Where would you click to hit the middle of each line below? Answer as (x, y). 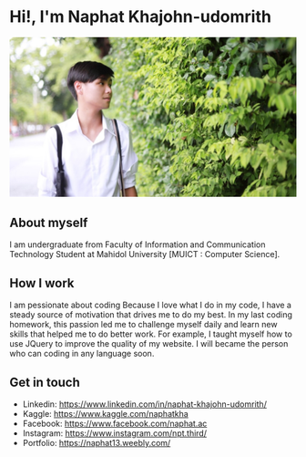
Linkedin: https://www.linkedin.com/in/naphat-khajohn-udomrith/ (144, 404)
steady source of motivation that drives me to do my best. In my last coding (151, 315)
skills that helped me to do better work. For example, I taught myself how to (151, 334)
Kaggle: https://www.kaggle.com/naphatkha (105, 413)
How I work (42, 283)
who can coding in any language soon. (82, 354)
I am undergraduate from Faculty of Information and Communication (138, 244)
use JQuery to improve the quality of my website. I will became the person (149, 344)
